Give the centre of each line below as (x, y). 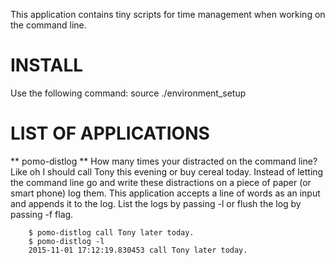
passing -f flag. (42, 214)
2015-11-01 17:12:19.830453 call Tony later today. (138, 250)
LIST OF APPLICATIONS (110, 133)
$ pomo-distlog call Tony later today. (111, 232)
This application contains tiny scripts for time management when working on (168, 14)
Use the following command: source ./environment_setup (128, 93)
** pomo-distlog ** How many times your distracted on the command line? (164, 161)
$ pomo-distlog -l (66, 241)
